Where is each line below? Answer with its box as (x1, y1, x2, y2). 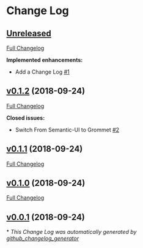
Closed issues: (6, 114, 45, 122)
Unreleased (6, 28, 52, 39)
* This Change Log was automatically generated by (6, 228, 137, 236)
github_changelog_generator (6, 234, 79, 242)
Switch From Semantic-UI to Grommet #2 (15, 126, 120, 133)
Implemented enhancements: (6, 56, 83, 63)
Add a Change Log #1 (15, 68, 70, 76)
